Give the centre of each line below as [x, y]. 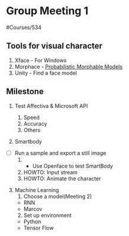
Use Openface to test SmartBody [73, 166]
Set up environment [48, 215]
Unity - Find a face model [46, 73]
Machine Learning [37, 190]
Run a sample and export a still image [60, 153]
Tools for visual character [54, 46]
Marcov [33, 209]
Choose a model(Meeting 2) [58, 196]
